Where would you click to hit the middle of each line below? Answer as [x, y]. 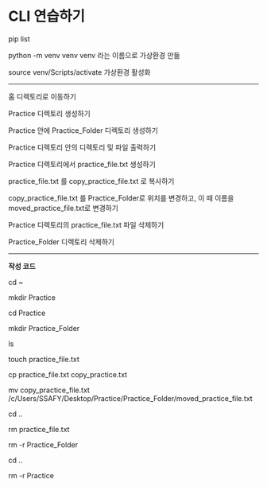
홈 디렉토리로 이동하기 [43, 96]
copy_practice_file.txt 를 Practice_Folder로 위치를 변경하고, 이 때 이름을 [121, 198]
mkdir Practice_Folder [44, 328]
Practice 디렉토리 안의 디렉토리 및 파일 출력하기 [82, 147]
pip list [19, 39]
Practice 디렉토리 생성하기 [50, 113]
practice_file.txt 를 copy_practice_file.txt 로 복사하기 [91, 181]
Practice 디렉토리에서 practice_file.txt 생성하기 [82, 164]
